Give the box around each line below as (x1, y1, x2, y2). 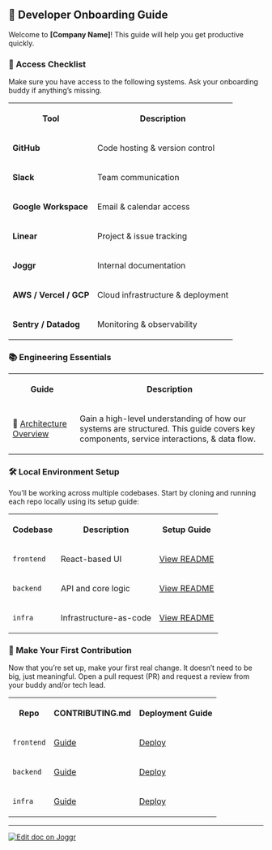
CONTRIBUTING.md (53, 707, 132, 719)
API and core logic (60, 582, 131, 594)
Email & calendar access (96, 201, 190, 212)
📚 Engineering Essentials (8, 352, 112, 363)
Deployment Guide (138, 707, 213, 719)
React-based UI (60, 553, 122, 565)
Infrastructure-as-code (60, 612, 152, 623)
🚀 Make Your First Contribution (8, 644, 132, 655)
